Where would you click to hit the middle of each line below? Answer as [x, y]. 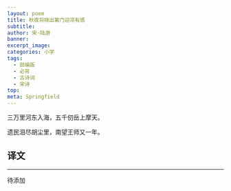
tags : [15, 59]
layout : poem [26, 13]
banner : [18, 39]
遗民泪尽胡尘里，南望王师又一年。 [55, 132]
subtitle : [21, 26]
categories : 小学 [31, 52]
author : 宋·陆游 [29, 33]
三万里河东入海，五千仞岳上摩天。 [55, 117]
